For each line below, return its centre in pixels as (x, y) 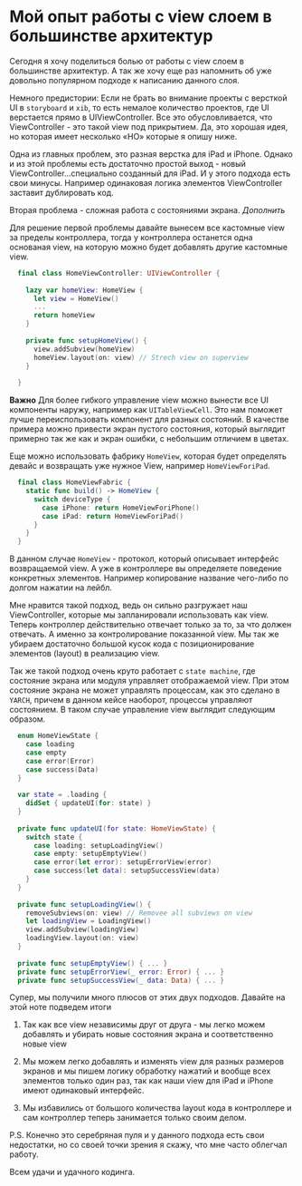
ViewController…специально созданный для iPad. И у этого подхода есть (150, 173)
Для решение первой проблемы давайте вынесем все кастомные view (147, 228)
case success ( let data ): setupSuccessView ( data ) (127, 871)
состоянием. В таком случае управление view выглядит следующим (142, 710)
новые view (45, 1044)
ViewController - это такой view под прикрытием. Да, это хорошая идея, (149, 126)
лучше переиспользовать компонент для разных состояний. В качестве (149, 420)
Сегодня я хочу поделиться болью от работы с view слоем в (127, 61)
